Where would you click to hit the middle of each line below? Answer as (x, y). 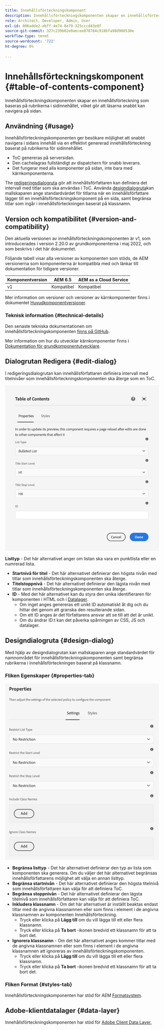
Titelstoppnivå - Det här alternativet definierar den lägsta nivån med (81, 584)
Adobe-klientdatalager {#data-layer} (62, 1010)
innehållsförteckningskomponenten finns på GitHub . (57, 331)
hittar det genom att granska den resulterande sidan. (72, 610)
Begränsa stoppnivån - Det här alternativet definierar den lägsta (77, 894)
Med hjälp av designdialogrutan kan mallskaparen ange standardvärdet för (80, 652)
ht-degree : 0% (20, 46)
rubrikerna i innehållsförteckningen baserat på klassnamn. (63, 663)
